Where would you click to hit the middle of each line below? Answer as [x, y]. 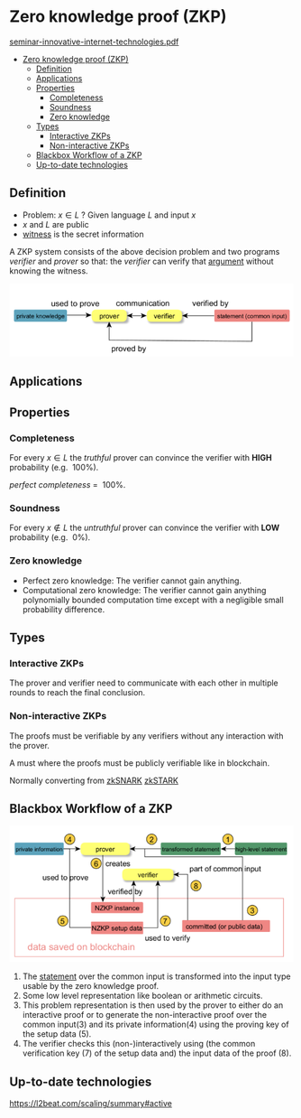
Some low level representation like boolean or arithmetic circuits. [142, 996]
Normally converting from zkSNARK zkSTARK [94, 780]
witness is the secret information [83, 234]
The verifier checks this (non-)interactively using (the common [139, 1044]
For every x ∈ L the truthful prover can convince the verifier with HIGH [141, 457]
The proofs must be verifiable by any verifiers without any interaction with [146, 736]
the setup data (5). [57, 1034]
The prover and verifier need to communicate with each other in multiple [144, 683]
